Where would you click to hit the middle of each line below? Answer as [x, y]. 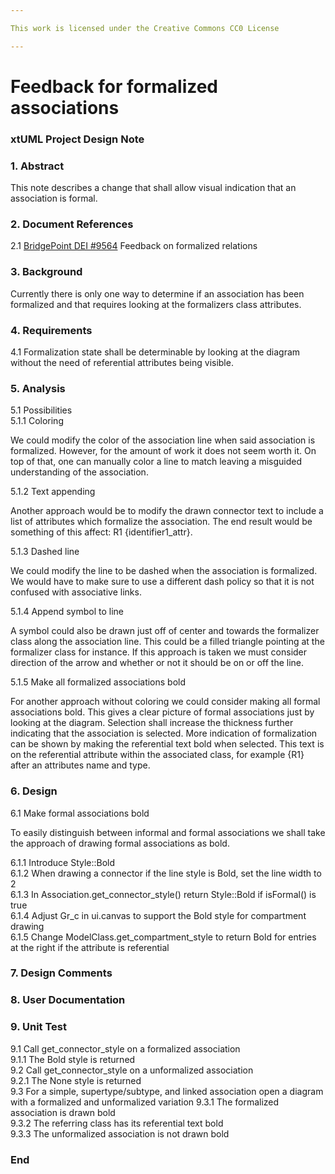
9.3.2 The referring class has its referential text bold [117, 1123]
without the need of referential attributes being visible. [122, 362]
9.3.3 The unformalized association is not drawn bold [120, 1133]
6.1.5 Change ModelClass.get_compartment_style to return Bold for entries [163, 937]
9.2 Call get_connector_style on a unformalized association [132, 1070]
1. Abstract [37, 166]
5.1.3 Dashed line [45, 552]
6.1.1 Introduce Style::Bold [63, 862]
